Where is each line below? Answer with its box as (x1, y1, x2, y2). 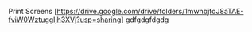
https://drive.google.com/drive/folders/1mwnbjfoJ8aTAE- (56, 7, 244, 16)
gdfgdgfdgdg (125, 15, 169, 24)
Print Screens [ (8, 7, 57, 16)
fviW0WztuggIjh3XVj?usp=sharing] (8, 15, 124, 24)
